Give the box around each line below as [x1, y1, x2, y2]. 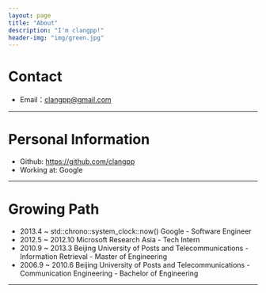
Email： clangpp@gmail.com [19, 95, 112, 105]
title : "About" [8, 19, 59, 27]
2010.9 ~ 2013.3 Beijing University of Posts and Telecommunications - [19, 243, 249, 253]
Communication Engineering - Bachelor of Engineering [19, 268, 199, 278]
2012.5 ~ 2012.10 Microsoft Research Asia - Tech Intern [19, 235, 200, 245]
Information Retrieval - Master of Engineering [19, 252, 168, 261]
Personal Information [8, 131, 150, 149]
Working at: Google [19, 166, 83, 175]
